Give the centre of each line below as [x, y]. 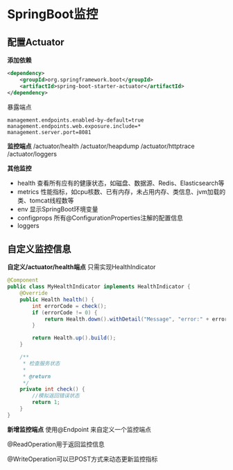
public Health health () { [57, 300]
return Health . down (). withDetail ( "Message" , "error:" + [127, 319]
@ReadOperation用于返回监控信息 [56, 444]
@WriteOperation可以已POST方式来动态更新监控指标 [83, 459]
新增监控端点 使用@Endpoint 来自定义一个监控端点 [79, 429]
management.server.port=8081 [49, 132]
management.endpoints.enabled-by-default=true [76, 120]
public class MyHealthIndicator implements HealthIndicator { [99, 287]
